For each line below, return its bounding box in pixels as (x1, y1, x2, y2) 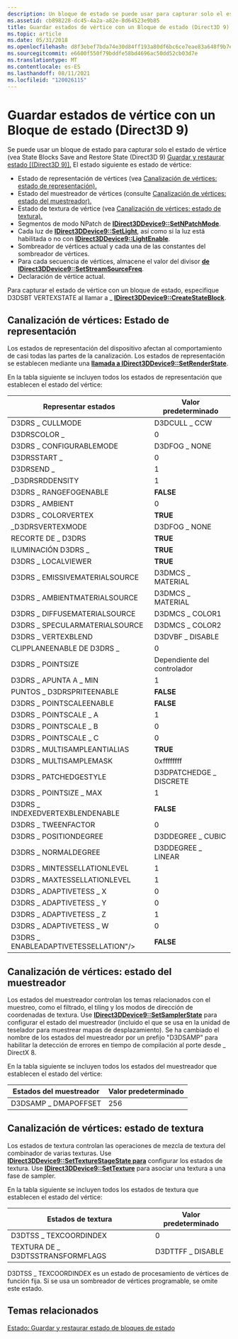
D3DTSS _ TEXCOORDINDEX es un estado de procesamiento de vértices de (7, 1269, 229, 1277)
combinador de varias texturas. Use (7, 1149, 112, 1157)
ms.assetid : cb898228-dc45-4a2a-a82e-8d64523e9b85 (7, 17, 160, 24)
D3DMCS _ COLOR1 (154, 609, 222, 619)
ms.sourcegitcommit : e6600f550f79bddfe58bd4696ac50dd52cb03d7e (7, 50, 198, 57)
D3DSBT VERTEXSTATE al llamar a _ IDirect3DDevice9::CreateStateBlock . (7, 294, 227, 302)
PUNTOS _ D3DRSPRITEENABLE (11, 687, 119, 697)
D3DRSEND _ (11, 464, 55, 474)
